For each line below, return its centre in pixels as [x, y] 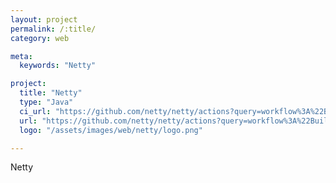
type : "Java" [46, 102]
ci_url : [35, 111]
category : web [40, 38]
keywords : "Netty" [58, 66]
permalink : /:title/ [53, 29]
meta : [21, 56]
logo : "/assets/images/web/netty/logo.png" [111, 130]
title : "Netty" [51, 93]
